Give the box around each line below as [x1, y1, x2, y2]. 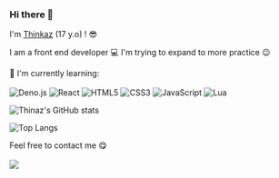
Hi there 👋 [9, 8, 55, 21]
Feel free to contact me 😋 [9, 140, 107, 151]
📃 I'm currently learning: [9, 68, 100, 79]
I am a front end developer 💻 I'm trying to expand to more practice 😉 [9, 47, 271, 58]
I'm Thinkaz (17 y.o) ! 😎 [9, 29, 98, 40]
